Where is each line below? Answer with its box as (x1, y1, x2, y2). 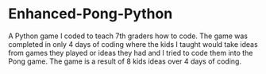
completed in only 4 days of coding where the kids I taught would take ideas (8, 39, 258, 49)
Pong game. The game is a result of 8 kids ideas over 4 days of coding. (8, 56, 242, 66)
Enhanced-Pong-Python (8, 5, 173, 23)
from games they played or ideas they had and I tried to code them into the (8, 48, 253, 57)
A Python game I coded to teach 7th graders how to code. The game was (8, 31, 249, 41)
